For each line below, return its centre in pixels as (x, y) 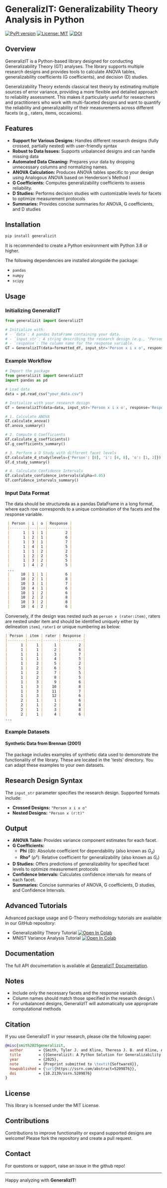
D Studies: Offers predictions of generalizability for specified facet (81, 864)
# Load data (17, 389)
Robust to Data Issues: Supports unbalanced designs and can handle (84, 151)
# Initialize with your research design (48, 403)
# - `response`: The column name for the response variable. (70, 344)
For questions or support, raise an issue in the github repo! (65, 1166)
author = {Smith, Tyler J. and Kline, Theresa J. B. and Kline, (84, 1050)
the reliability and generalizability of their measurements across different (80, 107)
